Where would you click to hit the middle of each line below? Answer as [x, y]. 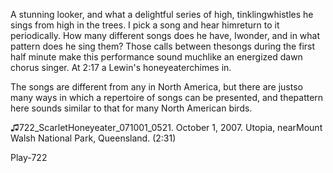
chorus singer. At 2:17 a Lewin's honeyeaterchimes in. [121, 67]
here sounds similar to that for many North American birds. [131, 108]
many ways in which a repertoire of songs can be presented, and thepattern [167, 97]
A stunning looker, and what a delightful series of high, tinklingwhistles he [162, 14]
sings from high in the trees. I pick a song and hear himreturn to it [145, 25]
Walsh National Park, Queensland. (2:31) [93, 138]
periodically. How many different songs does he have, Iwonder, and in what [165, 35]
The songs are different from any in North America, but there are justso [156, 87]
